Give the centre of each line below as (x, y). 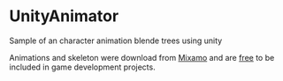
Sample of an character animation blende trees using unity (116, 40)
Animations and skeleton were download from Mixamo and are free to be (142, 57)
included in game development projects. (83, 67)
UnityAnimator (64, 16)
